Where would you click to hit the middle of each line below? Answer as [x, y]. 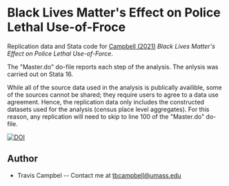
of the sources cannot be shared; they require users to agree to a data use [113, 95]
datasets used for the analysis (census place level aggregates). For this [108, 109]
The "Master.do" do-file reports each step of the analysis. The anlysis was [113, 67]
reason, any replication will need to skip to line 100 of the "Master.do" [106, 116]
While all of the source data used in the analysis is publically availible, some [114, 87]
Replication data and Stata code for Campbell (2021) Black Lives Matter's [111, 46]
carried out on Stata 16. [40, 74]
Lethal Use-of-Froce [67, 27]
